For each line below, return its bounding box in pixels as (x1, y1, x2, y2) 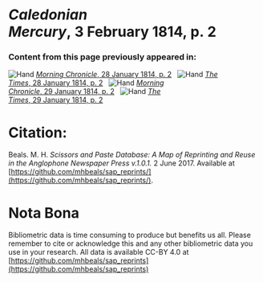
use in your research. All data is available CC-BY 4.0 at (8, 247, 189, 257)
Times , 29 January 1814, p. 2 (8, 95, 103, 105)
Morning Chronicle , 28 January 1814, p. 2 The (35, 70, 218, 80)
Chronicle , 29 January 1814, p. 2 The (8, 87, 161, 96)
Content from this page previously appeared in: (8, 51, 196, 63)
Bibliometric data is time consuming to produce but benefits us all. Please (8, 231, 251, 240)
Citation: (8, 123, 67, 141)
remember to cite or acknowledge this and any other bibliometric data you (8, 239, 253, 248)
